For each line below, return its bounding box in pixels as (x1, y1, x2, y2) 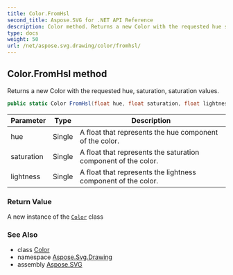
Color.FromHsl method (7, 68, 107, 80)
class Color (17, 246, 50, 254)
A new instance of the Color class (7, 212, 104, 221)
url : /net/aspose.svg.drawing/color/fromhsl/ (7, 42, 141, 49)
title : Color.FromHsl (7, 10, 70, 17)
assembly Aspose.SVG (17, 260, 83, 269)
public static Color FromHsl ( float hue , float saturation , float (7, 100, 200, 107)
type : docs (7, 29, 39, 37)
